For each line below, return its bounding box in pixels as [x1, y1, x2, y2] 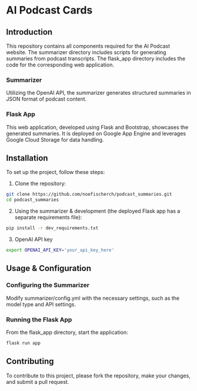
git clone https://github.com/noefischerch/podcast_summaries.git [6, 192, 172, 198]
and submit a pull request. [6, 378, 69, 385]
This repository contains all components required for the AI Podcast [6, 42, 171, 49]
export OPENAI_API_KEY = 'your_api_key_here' [6, 248, 115, 253]
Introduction [6, 27, 53, 37]
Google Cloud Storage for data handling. [6, 136, 104, 143]
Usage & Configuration [6, 263, 91, 273]
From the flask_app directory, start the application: [6, 329, 128, 336]
